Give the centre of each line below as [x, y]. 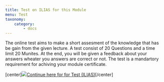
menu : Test [17, 15]
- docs [30, 29]
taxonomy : [16, 19]
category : [25, 24]
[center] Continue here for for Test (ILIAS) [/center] [59, 75]
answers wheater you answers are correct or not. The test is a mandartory [82, 59]
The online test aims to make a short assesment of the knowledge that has [82, 43]
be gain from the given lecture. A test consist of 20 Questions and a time [80, 48]
